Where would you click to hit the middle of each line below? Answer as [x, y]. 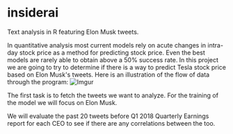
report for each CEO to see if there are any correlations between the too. [111, 123]
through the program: [38, 82]
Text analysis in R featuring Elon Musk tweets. [73, 32]
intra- [216, 45]
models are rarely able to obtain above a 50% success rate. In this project [113, 59]
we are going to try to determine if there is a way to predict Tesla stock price [116, 67]
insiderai [33, 13]
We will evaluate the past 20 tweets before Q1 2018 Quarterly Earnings [108, 116]
